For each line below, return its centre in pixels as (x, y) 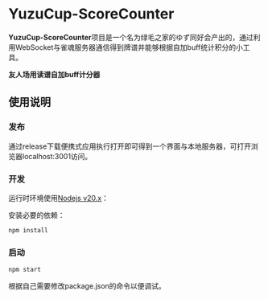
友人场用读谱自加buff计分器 (54, 74)
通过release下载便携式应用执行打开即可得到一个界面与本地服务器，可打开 (130, 146)
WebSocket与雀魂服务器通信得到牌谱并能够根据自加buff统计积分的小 (129, 47)
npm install (28, 230)
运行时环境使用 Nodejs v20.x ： (58, 198)
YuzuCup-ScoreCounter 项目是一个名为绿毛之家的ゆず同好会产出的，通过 (131, 37)
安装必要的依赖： (37, 215)
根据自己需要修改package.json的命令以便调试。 (87, 285)
